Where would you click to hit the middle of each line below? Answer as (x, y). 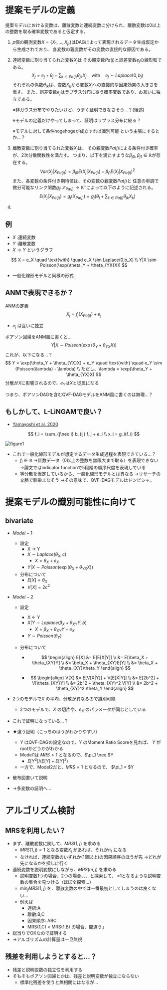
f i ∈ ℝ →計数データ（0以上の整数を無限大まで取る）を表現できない (89, 461)
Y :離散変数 (24, 244)
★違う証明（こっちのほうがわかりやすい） (56, 731)
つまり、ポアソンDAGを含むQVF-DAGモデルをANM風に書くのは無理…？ (79, 394)
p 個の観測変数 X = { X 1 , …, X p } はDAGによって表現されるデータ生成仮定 (83, 42)
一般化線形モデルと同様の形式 (43, 276)
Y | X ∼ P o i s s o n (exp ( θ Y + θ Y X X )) (84, 346)
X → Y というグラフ (33, 250)
